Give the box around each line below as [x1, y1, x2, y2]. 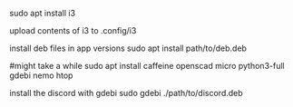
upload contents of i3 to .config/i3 [9, 25, 137, 35]
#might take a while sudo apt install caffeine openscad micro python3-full [9, 61, 285, 71]
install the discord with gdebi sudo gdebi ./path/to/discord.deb [9, 88, 243, 98]
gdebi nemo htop [9, 70, 73, 81]
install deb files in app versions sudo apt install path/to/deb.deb [9, 43, 248, 53]
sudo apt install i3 [9, 8, 75, 18]
